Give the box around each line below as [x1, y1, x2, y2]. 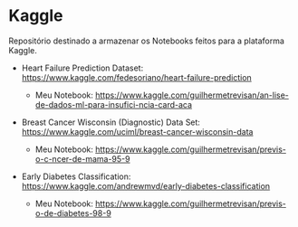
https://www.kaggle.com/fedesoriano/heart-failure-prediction [21, 71, 253, 82]
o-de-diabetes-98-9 [34, 207, 112, 218]
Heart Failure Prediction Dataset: [21, 62, 144, 73]
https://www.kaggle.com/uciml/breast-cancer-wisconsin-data [21, 126, 254, 137]
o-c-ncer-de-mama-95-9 [34, 153, 130, 164]
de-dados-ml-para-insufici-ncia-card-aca [34, 99, 192, 109]
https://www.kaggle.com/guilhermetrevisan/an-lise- [95, 90, 289, 100]
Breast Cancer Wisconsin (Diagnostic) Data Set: [21, 117, 201, 128]
